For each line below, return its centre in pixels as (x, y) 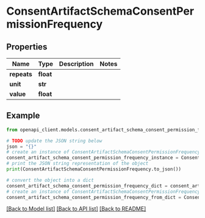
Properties (27, 47)
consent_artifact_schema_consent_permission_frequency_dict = (87, 186)
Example (23, 116)
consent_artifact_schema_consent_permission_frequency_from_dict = (94, 197)
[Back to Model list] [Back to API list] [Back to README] (76, 209)
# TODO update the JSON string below (54, 141)
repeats (21, 74)
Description (76, 64)
